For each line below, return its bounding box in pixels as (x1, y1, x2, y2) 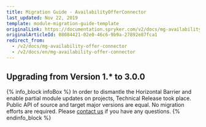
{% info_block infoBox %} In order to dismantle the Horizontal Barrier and (6, 88, 192, 95)
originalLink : (6, 26, 43, 33)
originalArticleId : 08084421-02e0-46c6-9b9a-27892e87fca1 (6, 32, 158, 38)
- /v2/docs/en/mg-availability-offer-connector (12, 49, 136, 55)
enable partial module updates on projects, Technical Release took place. (6, 94, 192, 102)
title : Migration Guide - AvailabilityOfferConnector (6, 9, 147, 15)
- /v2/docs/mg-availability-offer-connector (12, 44, 128, 50)
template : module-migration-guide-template (6, 20, 120, 26)
